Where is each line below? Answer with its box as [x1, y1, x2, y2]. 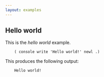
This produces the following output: [5, 58, 79, 64]
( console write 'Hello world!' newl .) [14, 49, 100, 55]
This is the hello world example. [5, 40, 71, 46]
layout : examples [5, 7, 42, 13]
